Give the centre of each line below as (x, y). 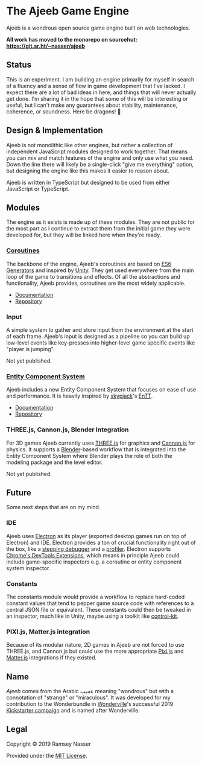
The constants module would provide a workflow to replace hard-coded (96, 597)
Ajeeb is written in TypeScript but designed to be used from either (88, 182)
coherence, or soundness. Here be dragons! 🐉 (64, 111)
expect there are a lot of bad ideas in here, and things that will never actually (101, 92)
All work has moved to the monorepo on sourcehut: (72, 39)
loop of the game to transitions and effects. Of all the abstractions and (93, 276)
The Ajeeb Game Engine (68, 11)
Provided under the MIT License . (47, 755)
